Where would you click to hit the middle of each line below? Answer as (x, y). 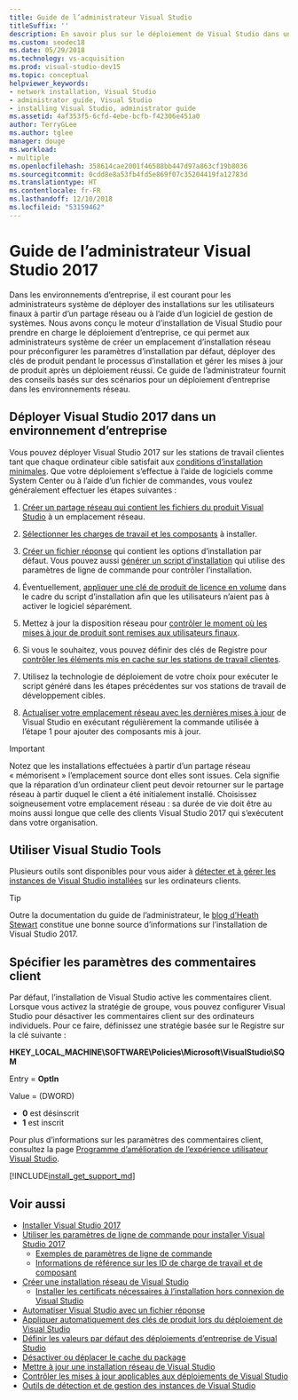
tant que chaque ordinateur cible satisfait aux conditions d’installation (136, 462)
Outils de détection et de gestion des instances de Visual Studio (139, 1385)
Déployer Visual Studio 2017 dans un (113, 417)
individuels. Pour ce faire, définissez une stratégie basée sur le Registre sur (147, 1025)
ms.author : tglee (41, 133)
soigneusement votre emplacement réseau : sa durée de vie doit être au (141, 803)
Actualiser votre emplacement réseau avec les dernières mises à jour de (154, 712)
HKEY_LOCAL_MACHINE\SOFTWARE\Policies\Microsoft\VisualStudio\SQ (147, 1052)
